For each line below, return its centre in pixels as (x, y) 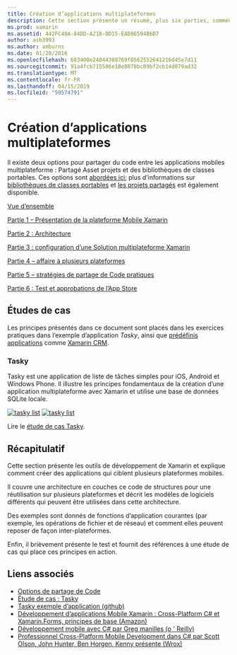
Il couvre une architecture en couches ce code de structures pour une (109, 487)
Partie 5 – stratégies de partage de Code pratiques (81, 275)
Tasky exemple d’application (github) (71, 606)
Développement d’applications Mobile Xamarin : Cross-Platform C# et (119, 613)
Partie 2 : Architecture (39, 233)
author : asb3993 (31, 40)
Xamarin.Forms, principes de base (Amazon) (82, 621)
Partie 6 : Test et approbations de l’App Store (72, 289)
